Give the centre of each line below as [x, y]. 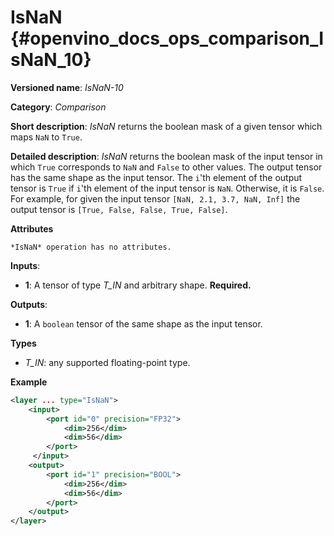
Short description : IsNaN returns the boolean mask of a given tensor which [166, 126]
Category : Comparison [58, 107]
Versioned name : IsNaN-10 [67, 87]
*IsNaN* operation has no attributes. [91, 247]
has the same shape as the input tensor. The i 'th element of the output [156, 177]
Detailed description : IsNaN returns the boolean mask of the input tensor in [166, 156]
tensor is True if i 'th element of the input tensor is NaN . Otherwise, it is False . [167, 188]
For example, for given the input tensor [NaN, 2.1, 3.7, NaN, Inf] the [155, 198]
